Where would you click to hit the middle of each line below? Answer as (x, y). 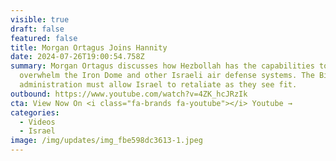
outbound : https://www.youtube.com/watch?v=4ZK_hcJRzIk (129, 94)
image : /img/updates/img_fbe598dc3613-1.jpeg (106, 141)
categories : (35, 112)
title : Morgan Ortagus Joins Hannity (89, 47)
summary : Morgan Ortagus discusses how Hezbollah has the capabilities (162, 66)
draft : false (37, 29)
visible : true (40, 19)
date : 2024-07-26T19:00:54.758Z (77, 57)
